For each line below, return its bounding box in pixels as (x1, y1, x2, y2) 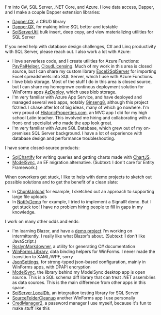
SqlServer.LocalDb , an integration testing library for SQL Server (12, 290, 139, 296)
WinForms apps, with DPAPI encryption (12, 264, 91, 270)
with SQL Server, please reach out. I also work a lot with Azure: (5, 49, 131, 54)
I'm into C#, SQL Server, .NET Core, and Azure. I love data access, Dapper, (5, 4, 154, 10)
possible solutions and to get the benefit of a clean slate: (5, 179, 118, 185)
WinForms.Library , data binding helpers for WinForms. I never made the (12, 249, 155, 254)
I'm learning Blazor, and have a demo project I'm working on (12, 228, 132, 233)
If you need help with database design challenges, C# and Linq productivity (5, 44, 156, 49)
